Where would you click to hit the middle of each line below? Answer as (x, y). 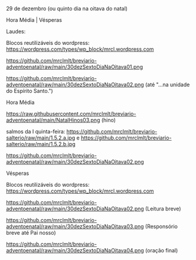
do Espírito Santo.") (30, 91)
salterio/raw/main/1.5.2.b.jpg (41, 144)
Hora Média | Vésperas (34, 20)
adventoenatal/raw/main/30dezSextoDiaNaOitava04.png (75, 250)
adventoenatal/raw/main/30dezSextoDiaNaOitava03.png (75, 226)
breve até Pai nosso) (31, 233)
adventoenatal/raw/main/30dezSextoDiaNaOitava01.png (75, 67)
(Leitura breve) (163, 209)
